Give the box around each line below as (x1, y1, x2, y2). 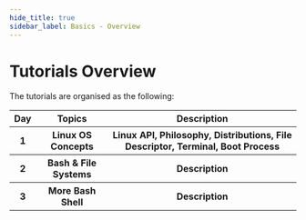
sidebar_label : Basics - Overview (9, 22, 141, 31)
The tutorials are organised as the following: (9, 91, 175, 102)
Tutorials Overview (9, 61, 157, 82)
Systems (52, 168, 92, 181)
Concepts (50, 140, 94, 153)
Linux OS (51, 129, 93, 142)
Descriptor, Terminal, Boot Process (124, 140, 280, 153)
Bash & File (46, 156, 97, 169)
